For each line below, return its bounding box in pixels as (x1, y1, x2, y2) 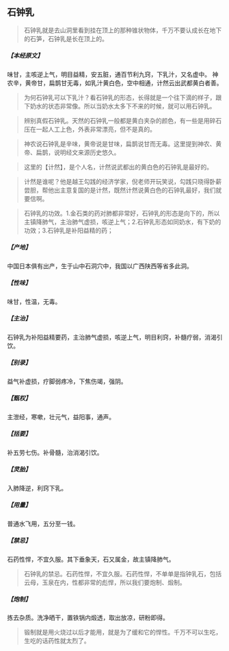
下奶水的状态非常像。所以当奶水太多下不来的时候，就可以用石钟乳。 (23, 102, 216, 110)
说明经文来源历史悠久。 (53, 148, 120, 156)
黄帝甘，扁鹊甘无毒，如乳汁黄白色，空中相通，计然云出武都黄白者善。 (25, 78, 223, 87)
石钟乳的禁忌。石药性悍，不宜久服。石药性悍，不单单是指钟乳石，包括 (23, 569, 222, 578)
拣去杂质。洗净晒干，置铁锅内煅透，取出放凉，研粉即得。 (7, 613, 169, 622)
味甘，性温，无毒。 (7, 297, 62, 305)
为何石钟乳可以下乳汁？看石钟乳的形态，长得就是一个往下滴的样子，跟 (23, 93, 222, 102)
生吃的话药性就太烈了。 (23, 637, 90, 645)
